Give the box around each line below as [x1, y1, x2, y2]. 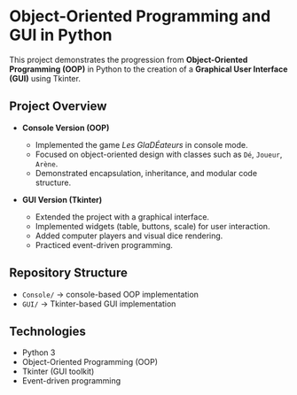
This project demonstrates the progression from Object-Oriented [9, 54, 248, 65]
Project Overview [9, 99, 107, 114]
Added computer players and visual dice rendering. [35, 230, 223, 241]
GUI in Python [9, 25, 113, 45]
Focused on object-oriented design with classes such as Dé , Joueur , [35, 149, 283, 159]
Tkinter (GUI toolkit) [21, 366, 95, 377]
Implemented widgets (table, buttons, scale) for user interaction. [35, 221, 270, 231]
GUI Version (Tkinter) [21, 194, 103, 205]
